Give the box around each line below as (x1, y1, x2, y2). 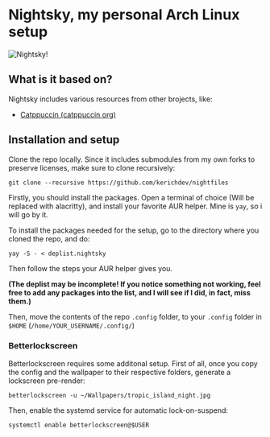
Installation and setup (8, 133, 120, 146)
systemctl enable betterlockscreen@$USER (8, 421, 150, 429)
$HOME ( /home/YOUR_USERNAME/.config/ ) (8, 320, 135, 330)
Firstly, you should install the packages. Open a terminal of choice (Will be (8, 192, 255, 202)
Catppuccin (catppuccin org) (19, 109, 117, 119)
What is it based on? (8, 72, 113, 86)
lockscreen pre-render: (8, 376, 86, 385)
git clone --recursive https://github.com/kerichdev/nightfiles (8, 179, 229, 187)
